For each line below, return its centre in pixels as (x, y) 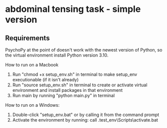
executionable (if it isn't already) (45, 80)
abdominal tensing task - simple (73, 9)
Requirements (27, 38)
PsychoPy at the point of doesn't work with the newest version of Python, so (84, 50)
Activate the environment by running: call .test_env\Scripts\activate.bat (85, 120)
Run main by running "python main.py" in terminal (64, 96)
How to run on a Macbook (32, 65)
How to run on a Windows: (32, 105)
